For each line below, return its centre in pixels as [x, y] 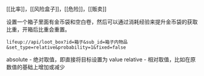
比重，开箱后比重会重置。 [38, 29]
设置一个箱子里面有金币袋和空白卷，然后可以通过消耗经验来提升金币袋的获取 [102, 22]
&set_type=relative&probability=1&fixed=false [66, 47]
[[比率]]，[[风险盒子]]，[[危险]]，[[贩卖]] [56, 9]
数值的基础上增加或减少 [36, 67]
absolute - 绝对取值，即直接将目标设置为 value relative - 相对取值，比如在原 [101, 59]
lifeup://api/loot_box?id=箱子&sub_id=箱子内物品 [67, 42]
